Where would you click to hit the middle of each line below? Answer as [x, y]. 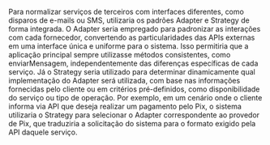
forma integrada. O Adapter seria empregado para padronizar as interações [135, 29]
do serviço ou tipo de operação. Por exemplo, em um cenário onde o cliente [135, 98]
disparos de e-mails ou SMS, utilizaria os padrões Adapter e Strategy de [129, 20]
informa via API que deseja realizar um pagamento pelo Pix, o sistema [125, 106]
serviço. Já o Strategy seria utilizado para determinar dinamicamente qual [132, 72]
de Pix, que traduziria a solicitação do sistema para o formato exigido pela [132, 124]
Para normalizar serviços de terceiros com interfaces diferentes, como [126, 12]
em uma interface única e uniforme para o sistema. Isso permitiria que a [129, 46]
